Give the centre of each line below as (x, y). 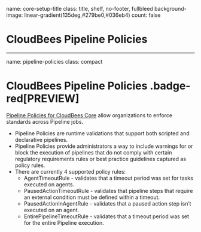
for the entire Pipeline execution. (64, 222)
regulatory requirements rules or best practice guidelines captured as (100, 159)
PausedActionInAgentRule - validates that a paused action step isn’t (107, 203)
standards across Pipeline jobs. (45, 121)
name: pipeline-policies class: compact (54, 61)
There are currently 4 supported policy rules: (70, 171)
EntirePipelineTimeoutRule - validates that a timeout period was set (106, 216)
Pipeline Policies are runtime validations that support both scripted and (102, 133)
